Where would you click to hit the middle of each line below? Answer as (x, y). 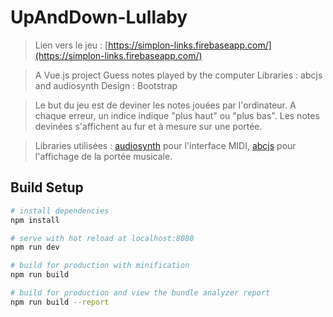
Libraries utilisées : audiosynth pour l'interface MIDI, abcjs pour (165, 145)
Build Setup (47, 187)
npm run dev (35, 247)
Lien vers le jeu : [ (71, 45)
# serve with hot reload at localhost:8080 (102, 238)
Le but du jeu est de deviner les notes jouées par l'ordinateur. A (165, 105)
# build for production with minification (100, 266)
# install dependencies (60, 211)
